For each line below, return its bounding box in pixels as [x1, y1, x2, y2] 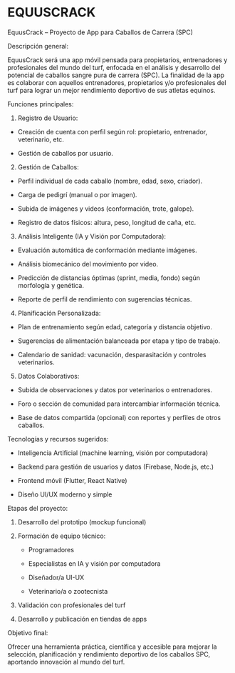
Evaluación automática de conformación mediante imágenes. [17, 246, 197, 254]
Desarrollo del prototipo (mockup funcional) [17, 517, 147, 526]
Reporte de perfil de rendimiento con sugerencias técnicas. [17, 294, 192, 304]
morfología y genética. [17, 281, 84, 289]
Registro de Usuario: [17, 114, 78, 122]
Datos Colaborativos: [17, 372, 80, 380]
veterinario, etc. [17, 135, 64, 144]
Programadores [28, 545, 75, 554]
